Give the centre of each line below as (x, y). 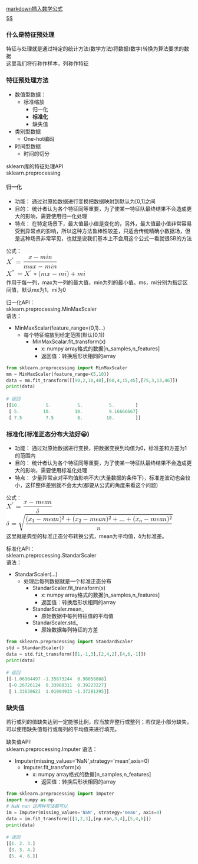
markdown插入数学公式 (34, 9)
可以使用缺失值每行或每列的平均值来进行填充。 (63, 729)
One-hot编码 (39, 138)
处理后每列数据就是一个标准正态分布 (67, 581)
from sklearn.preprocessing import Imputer (60, 794)
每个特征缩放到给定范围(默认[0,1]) (64, 335)
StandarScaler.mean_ (58, 609)
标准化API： (21, 549)
